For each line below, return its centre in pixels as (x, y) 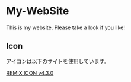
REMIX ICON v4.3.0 (30, 73)
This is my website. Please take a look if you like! (66, 27)
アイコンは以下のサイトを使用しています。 (58, 61)
